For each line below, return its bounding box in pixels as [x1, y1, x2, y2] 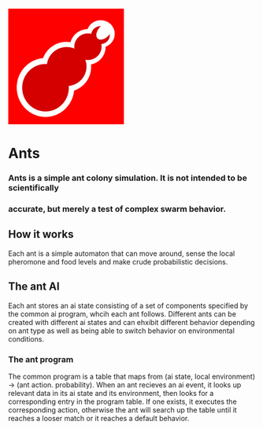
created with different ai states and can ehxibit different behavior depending [8, 317, 255, 327]
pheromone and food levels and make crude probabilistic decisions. [8, 257, 228, 266]
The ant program [8, 353, 74, 364]
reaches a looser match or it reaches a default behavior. [8, 413, 190, 423]
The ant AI [8, 280, 61, 294]
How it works [8, 227, 74, 241]
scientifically [8, 183, 59, 194]
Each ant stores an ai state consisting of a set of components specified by [8, 301, 249, 310]
